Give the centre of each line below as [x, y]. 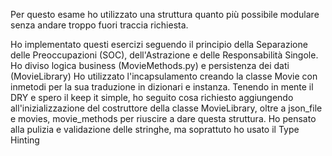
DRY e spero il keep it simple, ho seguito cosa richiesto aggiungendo [152, 97]
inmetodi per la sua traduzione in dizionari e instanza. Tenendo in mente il [162, 87]
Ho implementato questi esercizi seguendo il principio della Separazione [159, 44]
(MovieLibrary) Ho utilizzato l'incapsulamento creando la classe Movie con [164, 76]
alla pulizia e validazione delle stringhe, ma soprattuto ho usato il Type [155, 129]
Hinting [25, 140]
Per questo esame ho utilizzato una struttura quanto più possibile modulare [165, 14]
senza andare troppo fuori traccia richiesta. [99, 25]
